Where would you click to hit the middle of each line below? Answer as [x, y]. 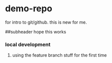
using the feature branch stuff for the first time [59, 55]
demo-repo [29, 9]
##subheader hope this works [36, 31]
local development [28, 44]
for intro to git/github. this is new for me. [46, 22]
